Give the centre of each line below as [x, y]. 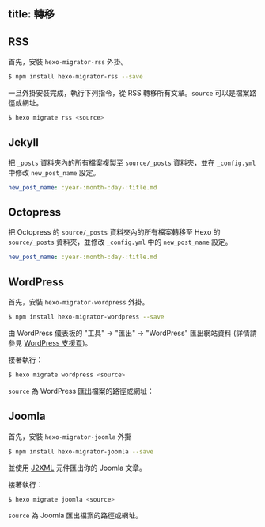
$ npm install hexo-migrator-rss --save [76, 77]
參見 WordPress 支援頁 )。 [50, 343]
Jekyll [24, 142]
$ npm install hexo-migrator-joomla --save [81, 451]
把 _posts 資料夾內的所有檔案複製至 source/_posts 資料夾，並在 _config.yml [132, 162]
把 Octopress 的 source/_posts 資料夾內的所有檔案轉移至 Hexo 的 [114, 232]
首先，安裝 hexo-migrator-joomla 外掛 [70, 436]
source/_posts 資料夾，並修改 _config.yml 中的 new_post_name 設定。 [120, 242]
